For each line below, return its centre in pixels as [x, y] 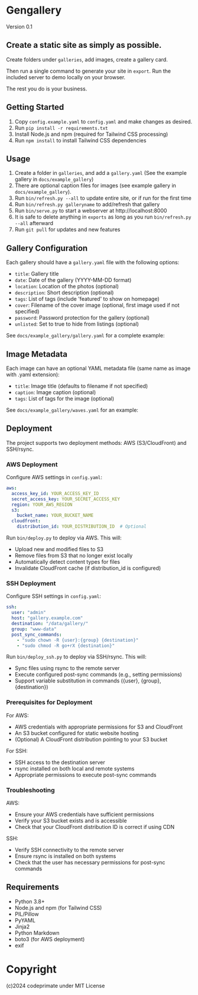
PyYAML [25, 920]
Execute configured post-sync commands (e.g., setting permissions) [98, 675]
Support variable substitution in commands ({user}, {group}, [88, 681]
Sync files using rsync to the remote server [67, 668]
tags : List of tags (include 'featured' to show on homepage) [87, 299]
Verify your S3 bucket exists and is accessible [71, 821]
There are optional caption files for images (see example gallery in [95, 186]
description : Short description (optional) [64, 292]
